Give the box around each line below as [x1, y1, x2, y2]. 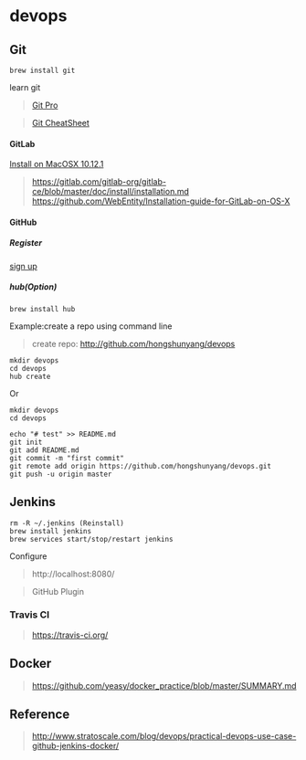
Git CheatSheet [31, 118, 90, 128]
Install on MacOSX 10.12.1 [9, 159, 104, 170]
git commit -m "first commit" [9, 453, 125, 462]
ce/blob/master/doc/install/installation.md [31, 186, 190, 197]
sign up [9, 260, 38, 271]
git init [9, 438, 43, 447]
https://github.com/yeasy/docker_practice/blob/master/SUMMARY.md [31, 680, 297, 691]
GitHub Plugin [31, 586, 85, 596]
